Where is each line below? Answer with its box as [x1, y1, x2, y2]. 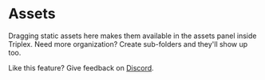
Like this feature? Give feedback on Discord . [8, 63, 154, 72]
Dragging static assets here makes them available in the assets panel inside [8, 31, 257, 40]
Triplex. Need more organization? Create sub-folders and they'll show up [8, 39, 248, 48]
